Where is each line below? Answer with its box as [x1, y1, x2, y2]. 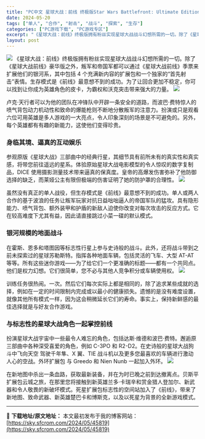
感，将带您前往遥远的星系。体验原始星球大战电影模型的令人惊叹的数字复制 [6, 161, 193, 168]
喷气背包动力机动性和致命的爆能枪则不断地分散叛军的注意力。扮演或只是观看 [6, 106, 199, 113]
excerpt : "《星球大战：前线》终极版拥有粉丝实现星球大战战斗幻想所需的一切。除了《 [6, 32, 193, 38]
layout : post [6, 37, 40, 43]
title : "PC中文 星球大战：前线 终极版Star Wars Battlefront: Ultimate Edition [6, 9, 200, 15]
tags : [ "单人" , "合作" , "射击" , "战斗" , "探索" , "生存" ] [6, 20, 143, 26]
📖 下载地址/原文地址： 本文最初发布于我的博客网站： [6, 412, 138, 419]
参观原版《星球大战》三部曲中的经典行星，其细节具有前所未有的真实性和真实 [6, 153, 199, 161]
